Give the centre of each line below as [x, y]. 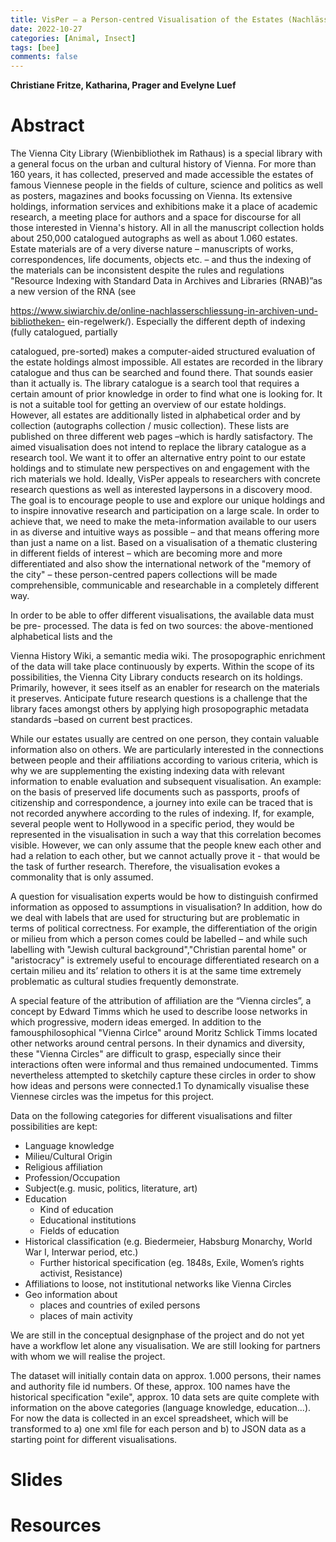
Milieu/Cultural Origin [68, 1157]
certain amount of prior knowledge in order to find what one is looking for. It [166, 394]
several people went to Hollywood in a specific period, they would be [152, 824]
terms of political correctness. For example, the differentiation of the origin [164, 928]
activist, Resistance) [81, 1273]
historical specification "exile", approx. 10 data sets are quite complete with [165, 1397]
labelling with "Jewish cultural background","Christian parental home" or [158, 950]
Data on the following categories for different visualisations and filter [151, 1116]
